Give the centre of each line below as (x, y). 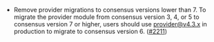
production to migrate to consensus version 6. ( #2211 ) (90, 31)
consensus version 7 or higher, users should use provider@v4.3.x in (110, 24)
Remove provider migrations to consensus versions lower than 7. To (110, 10)
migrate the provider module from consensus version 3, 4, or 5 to (106, 17)
